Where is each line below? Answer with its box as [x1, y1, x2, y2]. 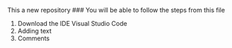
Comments [17, 34, 50, 42]
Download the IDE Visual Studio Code [17, 19, 127, 27]
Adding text [17, 27, 52, 35]
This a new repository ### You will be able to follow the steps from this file [7, 6, 225, 14]
